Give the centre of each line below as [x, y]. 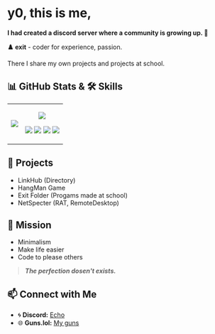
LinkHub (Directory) [46, 180]
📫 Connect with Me [52, 294]
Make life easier [41, 249]
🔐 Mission [29, 225]
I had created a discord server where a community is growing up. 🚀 [108, 33]
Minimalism [34, 242]
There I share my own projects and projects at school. [86, 63]
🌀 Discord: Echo [41, 315]
